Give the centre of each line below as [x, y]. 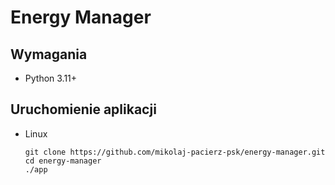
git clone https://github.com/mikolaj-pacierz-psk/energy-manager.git [175, 152]
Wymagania [49, 54]
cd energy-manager [63, 161]
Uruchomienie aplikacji [83, 109]
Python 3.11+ [51, 78]
